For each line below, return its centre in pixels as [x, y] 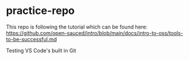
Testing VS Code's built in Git [41, 50]
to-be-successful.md [32, 39]
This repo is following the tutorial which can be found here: [77, 27]
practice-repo [40, 11]
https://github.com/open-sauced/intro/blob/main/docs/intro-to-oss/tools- [95, 33]
